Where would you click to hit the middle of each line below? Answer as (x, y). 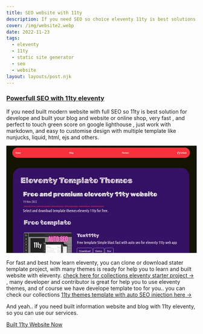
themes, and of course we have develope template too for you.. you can (96, 288)
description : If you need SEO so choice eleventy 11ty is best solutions (101, 19)
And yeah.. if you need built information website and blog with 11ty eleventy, (101, 306)
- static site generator (43, 57)
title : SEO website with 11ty (44, 13)
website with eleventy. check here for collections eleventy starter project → (100, 275)
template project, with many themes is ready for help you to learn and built (99, 269)
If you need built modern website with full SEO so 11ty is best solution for (97, 111)
